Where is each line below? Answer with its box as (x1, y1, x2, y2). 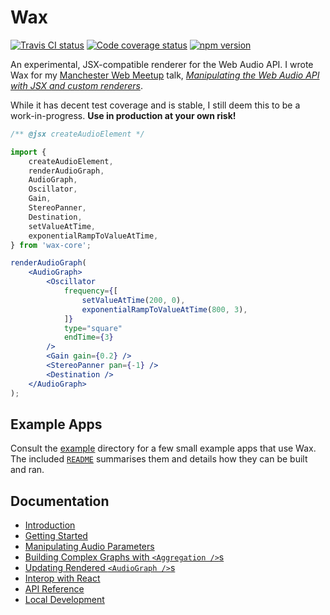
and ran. (10, 464, 45, 476)
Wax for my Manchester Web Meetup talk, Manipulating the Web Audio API (10, 69, 320, 81)
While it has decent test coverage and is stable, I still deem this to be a (10, 99, 301, 111)
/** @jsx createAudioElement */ (10, 129, 145, 139)
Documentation (10, 492, 110, 510)
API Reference (24, 583, 85, 595)
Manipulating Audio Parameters (24, 541, 155, 553)
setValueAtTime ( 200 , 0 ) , (81, 295, 186, 305)
